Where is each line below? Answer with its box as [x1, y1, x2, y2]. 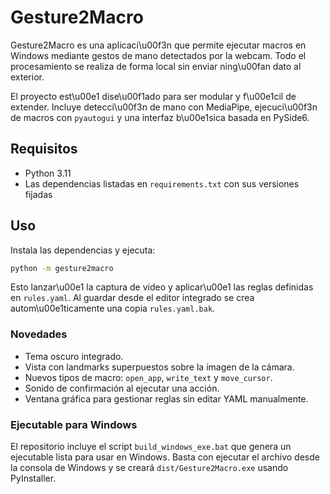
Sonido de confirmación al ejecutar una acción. [24, 382, 220, 394]
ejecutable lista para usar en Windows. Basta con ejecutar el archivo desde [10, 451, 320, 463]
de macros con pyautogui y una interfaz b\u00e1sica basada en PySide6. [10, 111, 310, 123]
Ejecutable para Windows [10, 417, 138, 431]
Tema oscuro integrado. [24, 350, 124, 362]
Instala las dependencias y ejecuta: [10, 244, 156, 256]
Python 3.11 [24, 167, 72, 179]
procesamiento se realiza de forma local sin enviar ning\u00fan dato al [10, 60, 302, 72]
